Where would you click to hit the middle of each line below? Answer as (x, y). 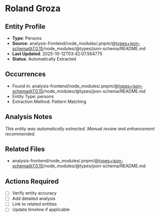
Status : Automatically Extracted (44, 59)
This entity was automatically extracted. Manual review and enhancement (80, 128)
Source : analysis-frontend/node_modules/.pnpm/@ (64, 43)
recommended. (20, 134)
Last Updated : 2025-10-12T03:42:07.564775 (57, 54)
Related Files (25, 149)
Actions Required (32, 181)
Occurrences (25, 74)
